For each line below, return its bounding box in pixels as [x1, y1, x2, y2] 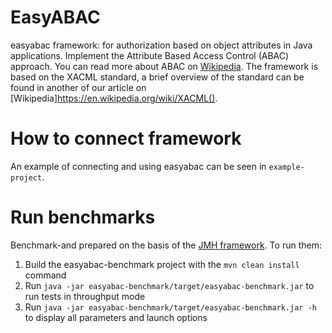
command [24, 269, 67, 281]
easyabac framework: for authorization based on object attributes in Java [10, 39, 313, 51]
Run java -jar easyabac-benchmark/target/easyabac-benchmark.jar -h [24, 301, 317, 313]
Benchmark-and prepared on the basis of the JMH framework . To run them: [10, 239, 322, 251]
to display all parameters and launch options [24, 311, 208, 323]
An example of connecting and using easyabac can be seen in [10, 160, 267, 172]
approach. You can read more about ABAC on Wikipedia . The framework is [10, 60, 319, 72]
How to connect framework [10, 127, 242, 150]
